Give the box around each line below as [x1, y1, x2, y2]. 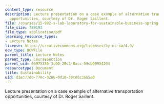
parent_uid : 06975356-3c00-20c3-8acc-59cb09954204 [5, 61, 110, 66]
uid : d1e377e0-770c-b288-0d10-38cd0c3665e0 [5, 75, 95, 80]
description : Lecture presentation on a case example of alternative [5, 12, 150, 17]
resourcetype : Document [5, 66, 54, 71]
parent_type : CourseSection [5, 57, 62, 62]
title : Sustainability [5, 70, 51, 75]
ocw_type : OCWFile [5, 48, 42, 52]
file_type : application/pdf [5, 30, 62, 35]
